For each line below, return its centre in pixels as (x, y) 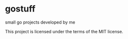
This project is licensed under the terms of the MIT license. (64, 31)
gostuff (20, 9)
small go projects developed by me (40, 22)
